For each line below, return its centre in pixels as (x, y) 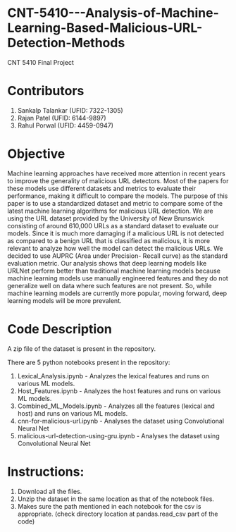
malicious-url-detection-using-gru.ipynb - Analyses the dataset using (118, 435)
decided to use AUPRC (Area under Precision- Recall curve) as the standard (118, 256)
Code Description (60, 329)
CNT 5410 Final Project (41, 62)
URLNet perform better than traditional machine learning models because (114, 271)
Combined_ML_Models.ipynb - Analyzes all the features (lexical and (116, 406)
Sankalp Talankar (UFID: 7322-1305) (70, 110)
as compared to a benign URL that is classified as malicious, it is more (108, 240)
